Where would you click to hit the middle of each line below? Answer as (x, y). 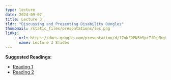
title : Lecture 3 (24, 19)
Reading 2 (23, 72)
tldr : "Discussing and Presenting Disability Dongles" (65, 24)
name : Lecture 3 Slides (44, 43)
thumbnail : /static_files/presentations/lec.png (58, 29)
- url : (21, 38)
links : (12, 33)
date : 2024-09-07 (24, 15)
